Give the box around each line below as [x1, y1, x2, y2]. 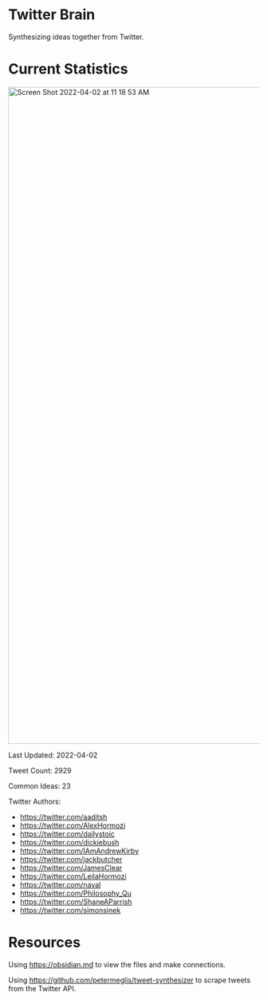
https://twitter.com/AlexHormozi [19, 820, 126, 830]
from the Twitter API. [8, 983, 77, 993]
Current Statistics [8, 60, 128, 78]
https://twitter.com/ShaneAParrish [19, 896, 132, 907]
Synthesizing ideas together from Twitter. [8, 32, 144, 42]
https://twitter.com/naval [19, 879, 101, 889]
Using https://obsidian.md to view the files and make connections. [8, 959, 226, 969]
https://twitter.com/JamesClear [19, 863, 123, 872]
